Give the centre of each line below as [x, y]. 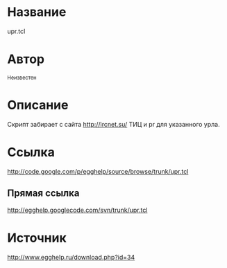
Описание [38, 105]
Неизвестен [22, 78]
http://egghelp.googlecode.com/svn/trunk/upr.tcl [77, 210]
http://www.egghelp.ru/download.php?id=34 [71, 257]
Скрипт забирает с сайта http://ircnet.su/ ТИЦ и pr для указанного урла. [113, 124]
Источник [37, 238]
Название [37, 12]
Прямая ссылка [43, 194]
